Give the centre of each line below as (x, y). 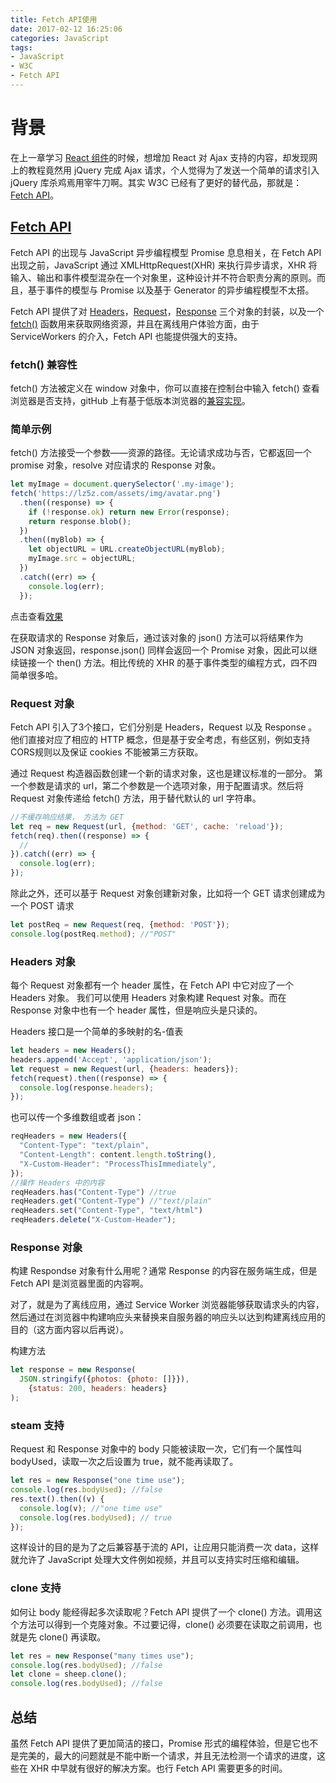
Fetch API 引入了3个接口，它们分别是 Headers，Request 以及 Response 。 (164, 727)
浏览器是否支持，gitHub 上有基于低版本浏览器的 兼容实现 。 (130, 400)
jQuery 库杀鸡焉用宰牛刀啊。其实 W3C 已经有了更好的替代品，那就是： (156, 182)
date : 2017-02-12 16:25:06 (66, 29)
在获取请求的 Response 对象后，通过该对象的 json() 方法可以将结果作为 (157, 637)
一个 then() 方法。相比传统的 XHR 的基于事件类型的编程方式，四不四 (177, 662)
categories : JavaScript (60, 38)
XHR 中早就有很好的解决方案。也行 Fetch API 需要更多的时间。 (158, 1768)
